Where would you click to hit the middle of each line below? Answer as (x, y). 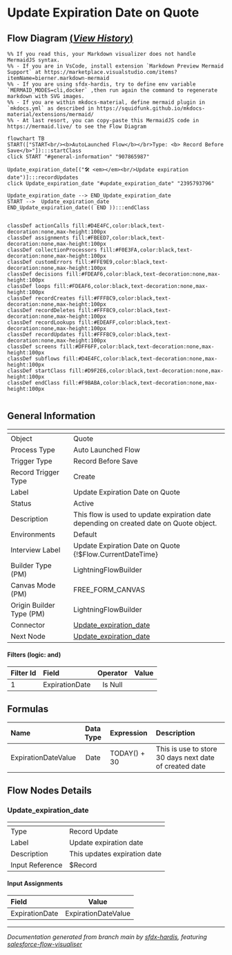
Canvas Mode (33, 585)
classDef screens (32, 347)
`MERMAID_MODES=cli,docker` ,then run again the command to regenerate (112, 90)
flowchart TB (26, 139)
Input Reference (37, 865)
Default (85, 534)
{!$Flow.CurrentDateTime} (116, 554)
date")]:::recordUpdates (43, 177)
